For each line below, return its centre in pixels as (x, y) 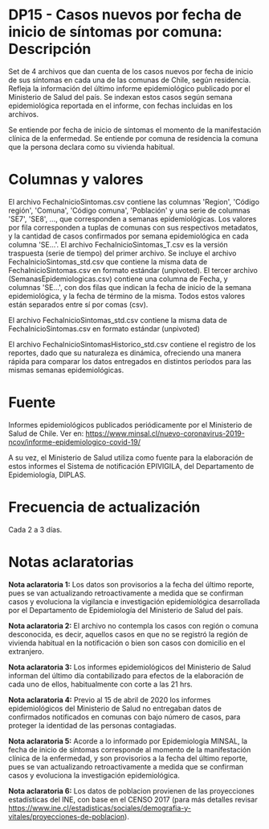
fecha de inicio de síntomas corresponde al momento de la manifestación (130, 749)
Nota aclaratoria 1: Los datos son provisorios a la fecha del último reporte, (131, 584)
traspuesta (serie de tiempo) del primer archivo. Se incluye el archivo (122, 253)
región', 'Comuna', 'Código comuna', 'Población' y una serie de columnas (129, 210)
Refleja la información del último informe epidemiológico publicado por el (129, 88)
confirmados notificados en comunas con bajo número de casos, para (124, 717)
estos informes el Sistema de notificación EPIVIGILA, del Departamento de (131, 466)
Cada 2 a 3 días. (35, 529)
